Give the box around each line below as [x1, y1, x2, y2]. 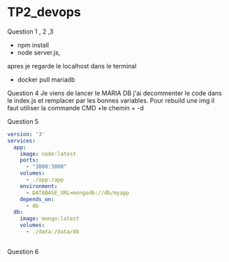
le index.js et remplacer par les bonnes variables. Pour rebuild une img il [7, 96, 215, 105]
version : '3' [7, 131, 45, 138]
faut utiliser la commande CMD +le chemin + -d [7, 103, 145, 112]
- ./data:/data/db [25, 228, 80, 235]
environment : [20, 182, 58, 189]
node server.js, [17, 48, 61, 57]
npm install [17, 41, 50, 49]
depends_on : [20, 196, 54, 203]
